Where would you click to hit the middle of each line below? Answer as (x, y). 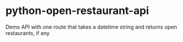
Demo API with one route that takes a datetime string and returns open (91, 27)
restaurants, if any (27, 33)
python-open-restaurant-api (77, 11)
